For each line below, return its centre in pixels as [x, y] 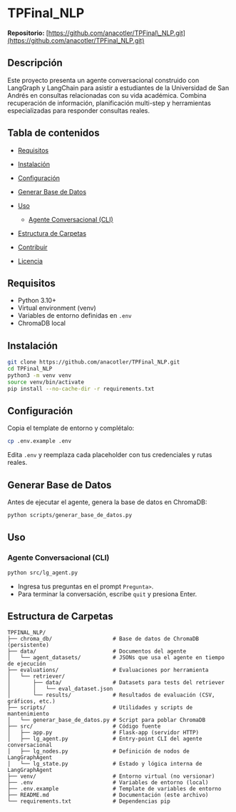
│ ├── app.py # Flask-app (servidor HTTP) [103, 733]
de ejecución [27, 664]
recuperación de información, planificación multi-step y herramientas [109, 103]
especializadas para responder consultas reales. [79, 110]
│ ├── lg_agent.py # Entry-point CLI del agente [105, 739]
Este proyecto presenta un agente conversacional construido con [103, 80]
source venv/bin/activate [46, 382]
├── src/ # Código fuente [84, 726]
